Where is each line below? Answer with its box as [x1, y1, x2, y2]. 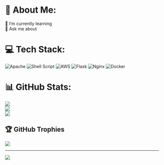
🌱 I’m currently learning [5, 21, 52, 26]
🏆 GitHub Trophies [5, 125, 65, 134]
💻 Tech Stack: [5, 44, 65, 55]
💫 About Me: [5, 4, 57, 16]
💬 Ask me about [5, 25, 37, 31]
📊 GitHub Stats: [5, 82, 72, 93]
